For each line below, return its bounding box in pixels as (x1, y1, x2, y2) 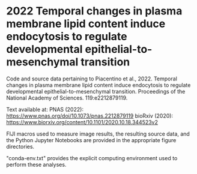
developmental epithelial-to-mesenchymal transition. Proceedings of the (6, 88, 186, 95)
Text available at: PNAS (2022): (6, 106, 84, 113)
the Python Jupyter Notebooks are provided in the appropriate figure (6, 136, 177, 143)
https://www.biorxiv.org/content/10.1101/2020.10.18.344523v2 (6, 118, 158, 125)
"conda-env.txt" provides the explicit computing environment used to (6, 154, 178, 161)
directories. (6, 143, 35, 150)
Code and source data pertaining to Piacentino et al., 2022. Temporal (6, 75, 177, 82)
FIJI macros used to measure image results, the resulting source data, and (6, 130, 190, 137)
